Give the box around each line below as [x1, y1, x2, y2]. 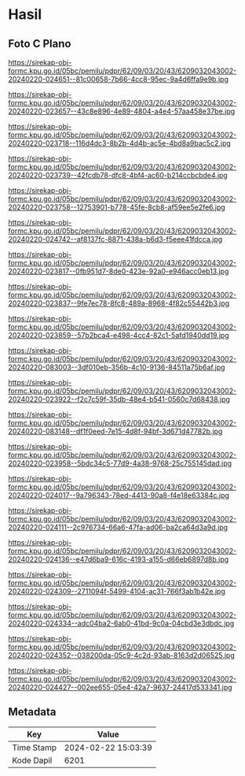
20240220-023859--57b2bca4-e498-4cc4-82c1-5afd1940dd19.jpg [8, 331, 229, 340]
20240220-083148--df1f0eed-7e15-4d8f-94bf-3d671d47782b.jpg [8, 427, 223, 436]
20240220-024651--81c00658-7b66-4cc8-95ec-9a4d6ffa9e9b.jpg [8, 75, 229, 84]
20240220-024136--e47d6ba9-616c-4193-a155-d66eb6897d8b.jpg [8, 555, 229, 564]
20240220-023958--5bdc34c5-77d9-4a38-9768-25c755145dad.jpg [8, 459, 232, 468]
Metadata [8, 705, 57, 718]
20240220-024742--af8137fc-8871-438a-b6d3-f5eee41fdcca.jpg [8, 235, 223, 243]
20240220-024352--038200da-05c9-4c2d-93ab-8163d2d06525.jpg [8, 651, 235, 659]
